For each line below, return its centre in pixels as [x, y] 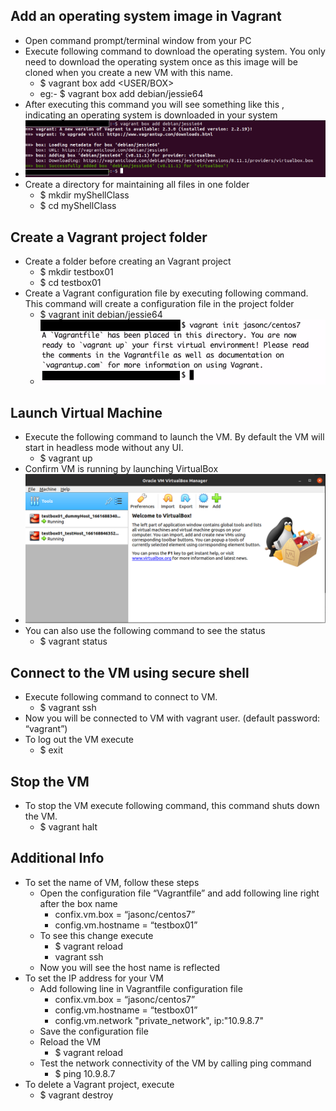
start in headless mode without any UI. [104, 448]
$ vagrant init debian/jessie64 [101, 315]
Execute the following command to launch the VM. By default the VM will [174, 437]
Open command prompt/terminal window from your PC [138, 40]
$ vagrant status [73, 641]
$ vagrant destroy [76, 1095]
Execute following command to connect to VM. [121, 697]
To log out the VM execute [79, 740]
